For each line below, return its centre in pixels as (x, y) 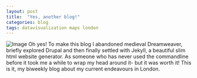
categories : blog (27, 22)
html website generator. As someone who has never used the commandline (97, 56)
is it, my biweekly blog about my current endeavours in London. (83, 69)
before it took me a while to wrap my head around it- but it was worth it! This (99, 63)
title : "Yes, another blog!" (43, 17)
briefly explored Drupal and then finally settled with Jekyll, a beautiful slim (96, 51)
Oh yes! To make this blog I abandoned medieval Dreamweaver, (106, 44)
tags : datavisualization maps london (52, 28)
